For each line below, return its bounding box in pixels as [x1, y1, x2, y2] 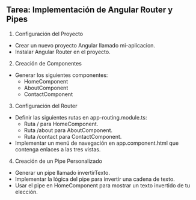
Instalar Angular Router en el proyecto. [14, 48, 111, 55]
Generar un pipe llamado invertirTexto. [14, 169, 110, 176]
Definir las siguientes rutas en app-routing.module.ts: [14, 114, 147, 121]
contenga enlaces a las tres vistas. [14, 145, 101, 153]
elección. [14, 188, 38, 195]
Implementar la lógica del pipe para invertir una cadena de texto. [14, 175, 176, 183]
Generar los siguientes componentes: [14, 71, 108, 79]
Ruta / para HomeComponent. [23, 120, 99, 127]
